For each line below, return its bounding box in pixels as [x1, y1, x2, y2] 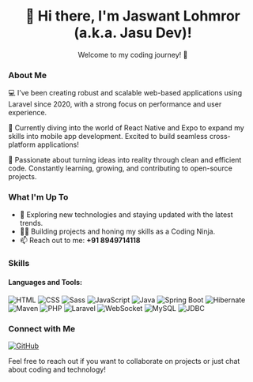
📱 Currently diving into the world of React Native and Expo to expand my [8, 123, 245, 133]
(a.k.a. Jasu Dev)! [74, 24, 192, 42]
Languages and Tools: [8, 278, 83, 287]
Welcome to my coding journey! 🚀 [77, 50, 188, 59]
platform [8, 140, 36, 149]
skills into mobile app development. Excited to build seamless [8, 132, 208, 141]
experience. [8, 108, 47, 118]
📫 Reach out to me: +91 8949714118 [19, 235, 141, 245]
